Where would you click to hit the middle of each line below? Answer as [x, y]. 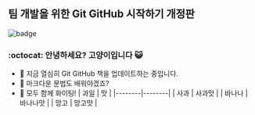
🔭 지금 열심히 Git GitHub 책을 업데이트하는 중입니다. [99, 74]
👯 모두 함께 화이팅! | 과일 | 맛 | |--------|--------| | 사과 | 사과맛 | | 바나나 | [134, 93]
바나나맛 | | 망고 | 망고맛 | [58, 103]
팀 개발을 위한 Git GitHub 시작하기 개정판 [102, 14]
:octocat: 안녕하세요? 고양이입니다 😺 [75, 55]
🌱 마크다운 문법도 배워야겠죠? [64, 84]
